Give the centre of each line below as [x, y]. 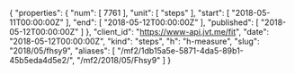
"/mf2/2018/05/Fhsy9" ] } [124, 60]
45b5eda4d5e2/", [42, 60]
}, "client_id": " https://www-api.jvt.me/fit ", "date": [177, 32]
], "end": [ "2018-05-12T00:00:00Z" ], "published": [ [162, 22]
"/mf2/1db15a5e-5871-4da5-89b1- [180, 51]
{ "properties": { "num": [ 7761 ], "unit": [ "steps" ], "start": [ [120, 13]
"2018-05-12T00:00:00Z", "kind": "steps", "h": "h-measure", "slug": [134, 41]
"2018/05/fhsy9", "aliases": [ [62, 51]
